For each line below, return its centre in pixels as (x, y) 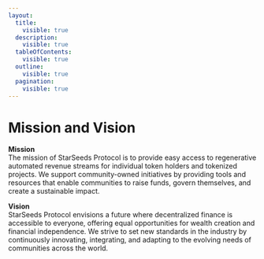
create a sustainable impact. (54, 191)
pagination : (35, 81)
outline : (30, 67)
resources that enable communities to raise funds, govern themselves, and (130, 183)
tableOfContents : (44, 52)
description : (37, 37)
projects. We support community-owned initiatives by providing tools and (127, 175)
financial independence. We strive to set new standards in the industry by (128, 231)
